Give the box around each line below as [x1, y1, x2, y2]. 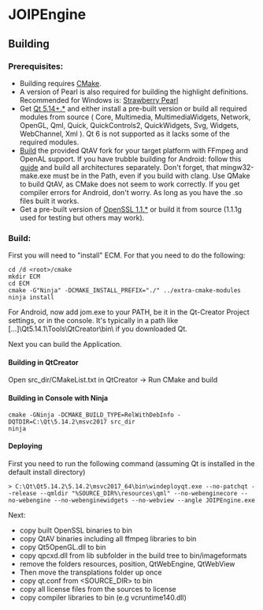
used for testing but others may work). [19, 213, 145, 222]
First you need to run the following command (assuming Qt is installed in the [8, 458, 255, 468]
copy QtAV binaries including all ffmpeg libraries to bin [19, 533, 197, 543]
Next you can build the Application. [8, 340, 122, 349]
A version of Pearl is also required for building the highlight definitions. [19, 87, 249, 96]
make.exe [19, 171, 51, 180]
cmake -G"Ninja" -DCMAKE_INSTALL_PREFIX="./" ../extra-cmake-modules [8, 287, 242, 295]
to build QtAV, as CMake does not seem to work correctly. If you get [19, 179, 240, 189]
